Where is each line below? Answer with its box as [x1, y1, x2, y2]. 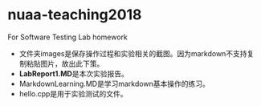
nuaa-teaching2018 [7, 6, 142, 24]
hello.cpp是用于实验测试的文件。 [18, 88, 128, 98]
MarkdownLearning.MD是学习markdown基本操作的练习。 [18, 79, 210, 88]
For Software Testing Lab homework [7, 32, 128, 42]
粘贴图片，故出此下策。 [26, 59, 104, 68]
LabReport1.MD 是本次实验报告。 [18, 68, 129, 78]
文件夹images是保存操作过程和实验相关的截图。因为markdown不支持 [18, 48, 247, 58]
